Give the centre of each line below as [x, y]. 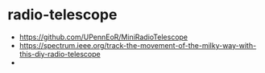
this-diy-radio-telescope [60, 54]
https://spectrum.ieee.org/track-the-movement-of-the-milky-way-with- [138, 45]
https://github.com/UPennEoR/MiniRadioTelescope [104, 37]
